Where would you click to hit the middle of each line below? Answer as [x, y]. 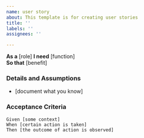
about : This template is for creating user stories [72, 17]
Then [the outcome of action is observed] [60, 130]
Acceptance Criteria [36, 107]
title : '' [19, 23]
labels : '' [20, 28]
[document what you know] [49, 91]
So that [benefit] [27, 63]
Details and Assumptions [43, 79]
